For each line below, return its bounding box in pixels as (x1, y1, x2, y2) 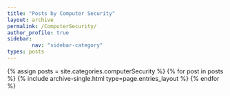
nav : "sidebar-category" (32, 42, 103, 49)
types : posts (7, 49, 45, 56)
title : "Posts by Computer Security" (7, 10, 116, 17)
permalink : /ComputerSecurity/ (7, 23, 97, 29)
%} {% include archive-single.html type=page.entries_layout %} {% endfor (7, 74, 220, 82)
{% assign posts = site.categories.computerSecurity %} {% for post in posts (7, 67, 224, 75)
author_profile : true (7, 29, 70, 36)
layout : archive (7, 16, 54, 23)
